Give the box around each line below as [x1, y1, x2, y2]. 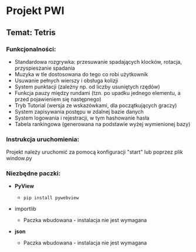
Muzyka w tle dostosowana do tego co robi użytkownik [14, 70, 148, 77]
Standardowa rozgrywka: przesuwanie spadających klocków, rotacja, [14, 58, 182, 65]
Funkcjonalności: [6, 45, 56, 53]
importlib [14, 205, 36, 212]
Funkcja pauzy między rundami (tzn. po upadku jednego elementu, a [14, 89, 181, 96]
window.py [6, 155, 32, 162]
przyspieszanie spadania [14, 64, 75, 71]
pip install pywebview [23, 195, 79, 201]
